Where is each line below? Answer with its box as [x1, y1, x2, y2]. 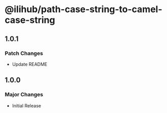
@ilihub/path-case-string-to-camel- [5, 4, 162, 15]
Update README [12, 61, 48, 67]
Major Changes [5, 91, 44, 98]
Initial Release [12, 102, 41, 108]
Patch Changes [5, 50, 44, 57]
